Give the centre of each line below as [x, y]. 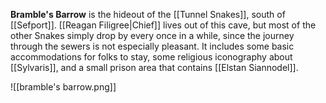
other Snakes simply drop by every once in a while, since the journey [152, 35]
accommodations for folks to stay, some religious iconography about [151, 57]
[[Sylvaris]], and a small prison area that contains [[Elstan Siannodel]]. [154, 67]
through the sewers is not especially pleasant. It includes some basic [152, 46]
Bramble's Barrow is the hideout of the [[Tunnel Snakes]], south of [148, 14]
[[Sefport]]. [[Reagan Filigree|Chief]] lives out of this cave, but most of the [163, 25]
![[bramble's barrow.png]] [63, 87]
